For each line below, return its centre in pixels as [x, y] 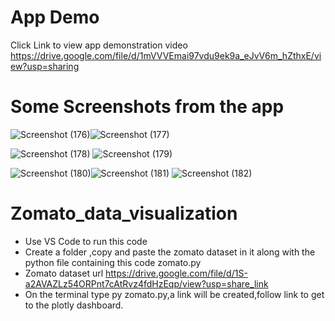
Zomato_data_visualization [124, 213]
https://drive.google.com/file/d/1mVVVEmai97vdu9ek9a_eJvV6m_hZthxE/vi [166, 55]
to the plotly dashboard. [74, 305]
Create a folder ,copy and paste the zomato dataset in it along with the [170, 252]
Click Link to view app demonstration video [99, 45]
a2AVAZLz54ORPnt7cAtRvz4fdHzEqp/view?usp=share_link [146, 283]
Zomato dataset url [64, 273]
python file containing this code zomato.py [113, 262]
